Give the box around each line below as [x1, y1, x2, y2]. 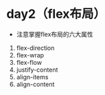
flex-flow [16, 58, 43, 66]
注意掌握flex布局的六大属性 [16, 30, 93, 38]
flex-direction [16, 44, 55, 52]
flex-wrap [16, 51, 45, 59]
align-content [16, 80, 55, 88]
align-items [16, 72, 49, 81]
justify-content [16, 66, 58, 74]
